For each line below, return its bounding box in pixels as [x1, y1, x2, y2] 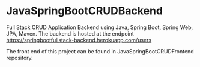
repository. [6, 54, 33, 61]
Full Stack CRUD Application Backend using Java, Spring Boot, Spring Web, [6, 24, 193, 31]
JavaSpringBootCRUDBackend [6, 4, 163, 18]
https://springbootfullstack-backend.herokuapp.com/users [6, 36, 152, 43]
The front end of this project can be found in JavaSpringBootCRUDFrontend [6, 47, 194, 55]
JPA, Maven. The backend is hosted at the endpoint [6, 30, 134, 37]
